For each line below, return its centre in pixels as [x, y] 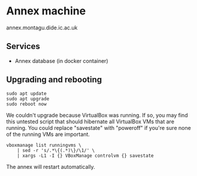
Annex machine [46, 11]
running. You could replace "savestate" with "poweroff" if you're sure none [99, 128]
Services [23, 46]
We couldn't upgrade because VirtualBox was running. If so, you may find [97, 115]
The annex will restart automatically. [51, 166]
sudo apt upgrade [28, 99]
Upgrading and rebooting [54, 80]
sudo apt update [26, 93]
